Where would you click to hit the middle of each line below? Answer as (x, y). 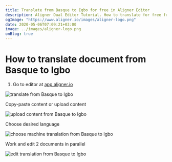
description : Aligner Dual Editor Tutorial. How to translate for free (83, 15)
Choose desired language (33, 124)
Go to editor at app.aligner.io (43, 84)
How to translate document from (76, 59)
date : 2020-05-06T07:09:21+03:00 (41, 24)
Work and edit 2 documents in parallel (45, 144)
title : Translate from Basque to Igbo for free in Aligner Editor (78, 10)
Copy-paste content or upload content (46, 104)
